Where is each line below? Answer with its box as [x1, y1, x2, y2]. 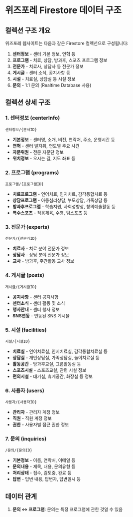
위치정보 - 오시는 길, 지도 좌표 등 [12, 155, 76, 161]
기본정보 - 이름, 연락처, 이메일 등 [12, 457, 76, 463]
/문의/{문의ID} [5, 448, 32, 453]
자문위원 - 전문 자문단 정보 [12, 149, 64, 155]
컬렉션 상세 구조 [5, 98, 51, 107]
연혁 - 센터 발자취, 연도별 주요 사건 [12, 143, 80, 149]
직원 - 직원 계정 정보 [12, 415, 52, 421]
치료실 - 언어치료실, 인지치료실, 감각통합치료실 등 [12, 348, 108, 354]
